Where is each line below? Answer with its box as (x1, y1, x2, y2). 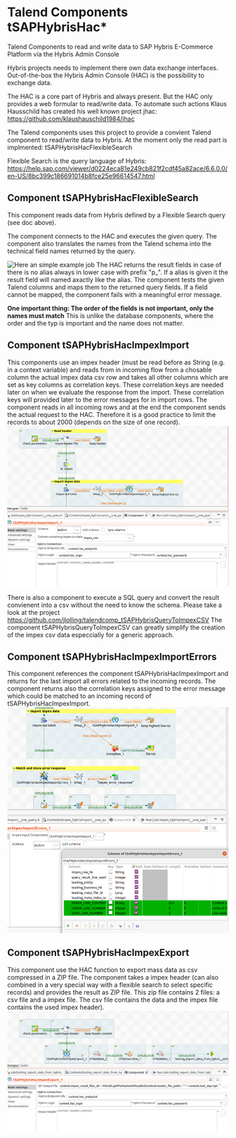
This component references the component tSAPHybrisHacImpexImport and (7, 670, 229, 678)
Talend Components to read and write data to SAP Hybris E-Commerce (7, 42, 214, 51)
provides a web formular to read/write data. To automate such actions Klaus (7, 99, 227, 108)
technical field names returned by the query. (7, 247, 136, 255)
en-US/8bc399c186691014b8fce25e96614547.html (7, 172, 155, 180)
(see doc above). (7, 218, 56, 226)
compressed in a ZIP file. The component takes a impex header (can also (7, 973, 219, 981)
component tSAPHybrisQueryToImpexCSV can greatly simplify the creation (7, 623, 225, 632)
